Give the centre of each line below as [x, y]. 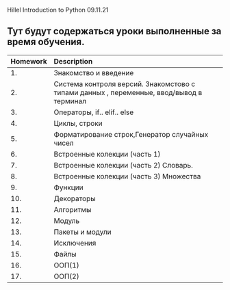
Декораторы [75, 198]
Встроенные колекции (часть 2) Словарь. [124, 165]
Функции [68, 187]
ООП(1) [67, 265]
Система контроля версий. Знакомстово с [125, 83]
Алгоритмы [73, 209]
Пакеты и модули [82, 232]
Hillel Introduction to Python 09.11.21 [58, 10]
